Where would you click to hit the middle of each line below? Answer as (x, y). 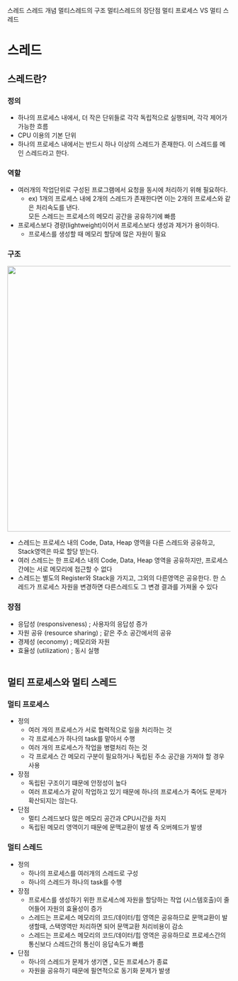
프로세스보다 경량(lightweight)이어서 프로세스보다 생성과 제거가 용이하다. (118, 225)
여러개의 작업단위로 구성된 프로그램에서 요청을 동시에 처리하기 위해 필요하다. (123, 190)
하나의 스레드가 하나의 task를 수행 (75, 882)
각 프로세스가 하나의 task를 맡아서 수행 (82, 739)
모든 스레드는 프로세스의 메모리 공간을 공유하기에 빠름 (102, 216)
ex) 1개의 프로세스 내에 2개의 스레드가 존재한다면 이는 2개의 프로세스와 (126, 199)
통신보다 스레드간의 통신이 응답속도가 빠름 (86, 943)
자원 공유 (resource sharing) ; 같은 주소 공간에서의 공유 (95, 633)
